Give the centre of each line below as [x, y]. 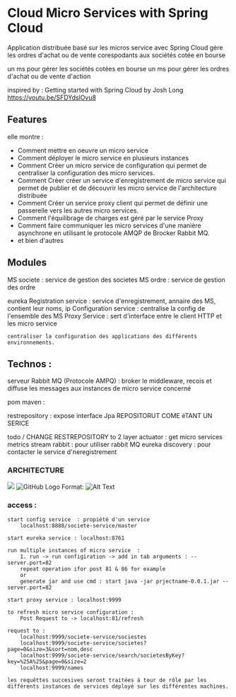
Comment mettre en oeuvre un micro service [83, 150]
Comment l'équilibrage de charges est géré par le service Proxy [110, 218]
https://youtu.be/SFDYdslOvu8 [52, 97]
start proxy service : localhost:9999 [64, 600]
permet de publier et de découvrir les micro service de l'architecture [117, 188]
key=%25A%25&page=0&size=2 [47, 662]
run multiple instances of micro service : [74, 550]
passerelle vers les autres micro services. [78, 210]
